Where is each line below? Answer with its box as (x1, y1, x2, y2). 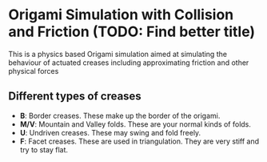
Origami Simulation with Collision (8, 6, 234, 24)
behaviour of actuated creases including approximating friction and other (8, 58, 249, 67)
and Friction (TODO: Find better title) (8, 22, 256, 41)
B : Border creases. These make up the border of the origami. (19, 111, 221, 120)
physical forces (8, 66, 59, 75)
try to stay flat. (19, 144, 68, 154)
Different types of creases (8, 90, 141, 103)
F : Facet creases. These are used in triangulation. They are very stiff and (19, 136, 260, 146)
